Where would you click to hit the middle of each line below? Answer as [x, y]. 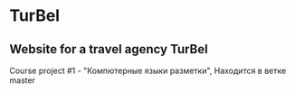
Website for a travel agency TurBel [109, 49]
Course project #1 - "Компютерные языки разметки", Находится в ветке [148, 70]
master [23, 80]
